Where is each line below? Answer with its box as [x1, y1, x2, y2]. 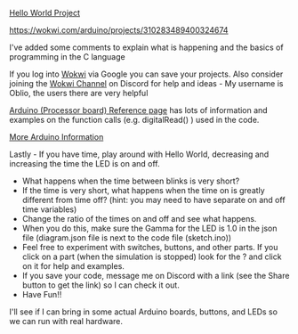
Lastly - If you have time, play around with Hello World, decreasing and [9, 149, 270, 159]
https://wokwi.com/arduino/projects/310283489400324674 [9, 25, 229, 35]
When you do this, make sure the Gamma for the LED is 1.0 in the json [21, 223, 278, 233]
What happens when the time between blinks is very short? [21, 175, 240, 186]
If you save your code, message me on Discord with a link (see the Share [21, 271, 290, 281]
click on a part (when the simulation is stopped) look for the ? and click [21, 251, 282, 262]
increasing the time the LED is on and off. [9, 159, 160, 168]
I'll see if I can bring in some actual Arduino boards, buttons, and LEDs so [9, 306, 278, 317]
